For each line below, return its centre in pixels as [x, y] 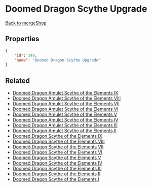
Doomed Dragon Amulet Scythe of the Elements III [65, 126]
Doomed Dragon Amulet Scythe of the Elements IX [65, 93]
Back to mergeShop [26, 23]
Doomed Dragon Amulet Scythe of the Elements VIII [66, 98]
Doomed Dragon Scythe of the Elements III [57, 169]
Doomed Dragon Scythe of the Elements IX [58, 136]
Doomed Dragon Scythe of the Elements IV [58, 163]
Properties [22, 39]
